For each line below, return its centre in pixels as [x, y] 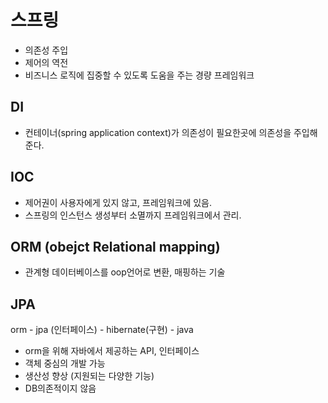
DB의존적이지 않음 [60, 388]
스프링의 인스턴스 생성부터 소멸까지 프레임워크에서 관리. [133, 215]
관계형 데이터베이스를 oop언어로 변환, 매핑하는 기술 [125, 272]
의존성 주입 [46, 50]
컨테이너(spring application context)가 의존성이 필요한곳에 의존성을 [158, 132]
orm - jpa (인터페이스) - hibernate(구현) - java [102, 330]
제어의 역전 [46, 62]
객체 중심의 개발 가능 [65, 363]
